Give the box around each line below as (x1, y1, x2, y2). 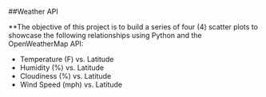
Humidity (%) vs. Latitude (19, 63, 105, 72)
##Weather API (8, 7, 58, 16)
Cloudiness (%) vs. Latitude (19, 72, 112, 80)
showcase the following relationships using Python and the (8, 31, 202, 40)
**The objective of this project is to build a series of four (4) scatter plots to (8, 22, 258, 31)
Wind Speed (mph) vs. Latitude (19, 80, 122, 89)
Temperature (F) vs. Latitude (19, 55, 114, 64)
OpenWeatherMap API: (8, 39, 84, 48)
